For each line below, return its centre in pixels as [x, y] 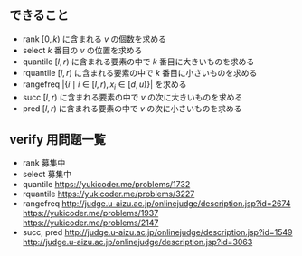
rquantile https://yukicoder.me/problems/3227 [109, 194]
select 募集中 [47, 175]
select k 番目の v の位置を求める [82, 50]
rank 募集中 [44, 163]
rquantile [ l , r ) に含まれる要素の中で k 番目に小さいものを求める [140, 72]
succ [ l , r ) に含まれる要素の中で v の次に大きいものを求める [132, 97]
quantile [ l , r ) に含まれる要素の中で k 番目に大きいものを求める [138, 62]
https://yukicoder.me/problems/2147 [90, 223]
